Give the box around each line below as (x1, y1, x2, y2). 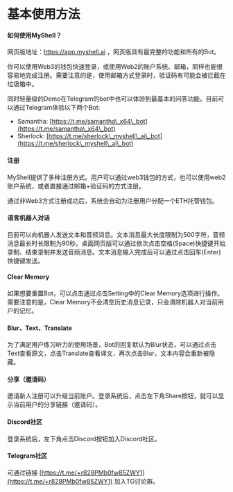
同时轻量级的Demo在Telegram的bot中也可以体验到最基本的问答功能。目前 (7, 95, 218, 103)
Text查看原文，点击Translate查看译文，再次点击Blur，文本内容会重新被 (7, 349, 209, 358)
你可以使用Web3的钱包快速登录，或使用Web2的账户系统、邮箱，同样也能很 (7, 63, 223, 71)
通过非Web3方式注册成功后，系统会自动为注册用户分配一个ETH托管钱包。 (7, 196, 218, 205)
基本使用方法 (7, 6, 81, 22)
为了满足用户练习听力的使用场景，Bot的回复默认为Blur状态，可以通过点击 (7, 341, 217, 349)
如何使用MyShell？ (7, 31, 62, 39)
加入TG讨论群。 (114, 477, 159, 485)
